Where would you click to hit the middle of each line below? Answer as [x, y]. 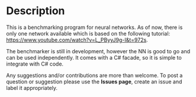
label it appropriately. [32, 88]
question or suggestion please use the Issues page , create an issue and [94, 82]
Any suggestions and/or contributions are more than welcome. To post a [94, 75]
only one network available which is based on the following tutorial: [88, 33]
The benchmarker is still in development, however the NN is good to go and [98, 51]
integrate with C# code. [35, 64]
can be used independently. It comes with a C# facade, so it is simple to [94, 57]
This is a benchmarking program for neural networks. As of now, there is [94, 27]
